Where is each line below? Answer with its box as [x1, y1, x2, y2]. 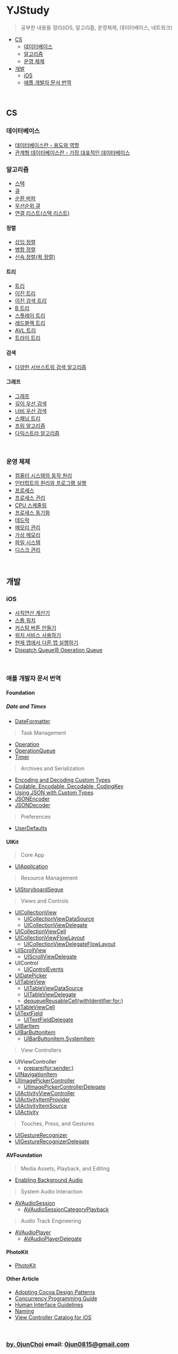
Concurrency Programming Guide [14, 1295, 98, 1302]
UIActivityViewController [14, 1090, 75, 1097]
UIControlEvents [23, 966, 64, 973]
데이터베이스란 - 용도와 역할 [14, 141, 80, 148]
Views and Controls [20, 897, 69, 904]
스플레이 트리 [14, 312, 46, 319]
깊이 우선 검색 [14, 400, 47, 407]
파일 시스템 [14, 539, 41, 546]
